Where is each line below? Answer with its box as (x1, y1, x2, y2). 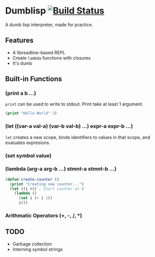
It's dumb (12, 60, 33, 66)
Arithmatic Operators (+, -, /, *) (5, 212, 82, 219)
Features (5, 36, 34, 45)
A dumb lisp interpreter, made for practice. (5, 22, 93, 28)
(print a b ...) (5, 90, 37, 97)
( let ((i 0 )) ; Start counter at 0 (10, 186, 84, 191)
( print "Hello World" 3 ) (5, 111, 57, 116)
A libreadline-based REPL (12, 49, 66, 55)
